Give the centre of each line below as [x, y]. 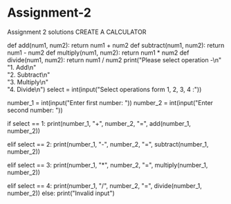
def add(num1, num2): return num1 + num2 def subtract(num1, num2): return [116, 45]
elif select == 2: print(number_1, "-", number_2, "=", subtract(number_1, [108, 144]
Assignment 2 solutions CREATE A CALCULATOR [77, 32]
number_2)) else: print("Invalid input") [61, 193]
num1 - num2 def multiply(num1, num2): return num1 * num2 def [98, 53]
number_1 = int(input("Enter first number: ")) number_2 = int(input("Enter [110, 102]
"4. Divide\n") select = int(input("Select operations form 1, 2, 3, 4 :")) [104, 89]
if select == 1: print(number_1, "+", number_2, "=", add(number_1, [99, 123]
